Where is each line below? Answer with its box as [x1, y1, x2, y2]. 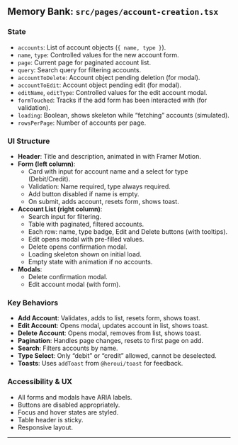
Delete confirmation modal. [28, 272, 108, 281]
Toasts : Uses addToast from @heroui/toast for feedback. [17, 359, 183, 368]
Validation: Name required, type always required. [28, 182, 171, 191]
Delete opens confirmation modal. [28, 242, 127, 251]
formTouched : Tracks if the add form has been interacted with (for [17, 96, 208, 104]
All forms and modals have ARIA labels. [17, 393, 132, 401]
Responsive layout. [17, 423, 73, 432]
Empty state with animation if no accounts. [28, 257, 153, 266]
